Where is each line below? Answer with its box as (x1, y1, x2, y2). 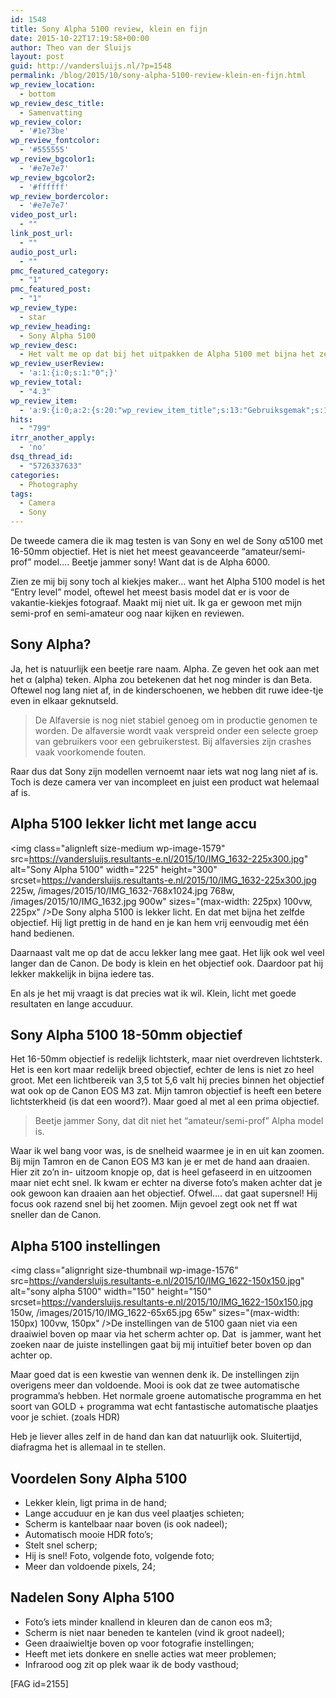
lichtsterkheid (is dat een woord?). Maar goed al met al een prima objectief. (10, 1096, 320, 1108)
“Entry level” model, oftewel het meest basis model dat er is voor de (10, 586, 290, 598)
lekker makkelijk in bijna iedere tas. (10, 967, 155, 980)
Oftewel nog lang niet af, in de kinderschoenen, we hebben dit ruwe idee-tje (10, 684, 324, 696)
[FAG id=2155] (10, 1677, 69, 1690)
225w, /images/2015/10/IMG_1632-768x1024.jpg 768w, (10, 884, 236, 896)
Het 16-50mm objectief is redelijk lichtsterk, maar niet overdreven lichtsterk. (10, 1053, 323, 1065)
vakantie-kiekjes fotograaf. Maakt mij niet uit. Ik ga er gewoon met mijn (10, 597, 302, 608)
